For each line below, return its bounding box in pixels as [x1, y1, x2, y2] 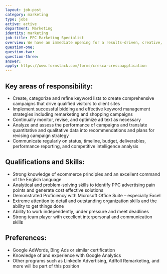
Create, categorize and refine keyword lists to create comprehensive [12, 95, 154, 101]
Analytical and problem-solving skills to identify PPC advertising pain [12, 182, 155, 188]
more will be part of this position [12, 263, 79, 269]
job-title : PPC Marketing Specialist [5, 36, 84, 41]
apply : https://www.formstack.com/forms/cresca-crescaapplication [5, 63, 147, 68]
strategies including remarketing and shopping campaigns [12, 111, 133, 117]
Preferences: [5, 234, 47, 242]
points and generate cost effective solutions [12, 187, 104, 193]
